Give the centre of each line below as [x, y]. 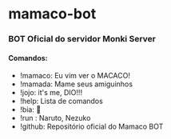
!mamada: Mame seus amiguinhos [76, 84]
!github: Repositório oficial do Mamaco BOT [91, 127]
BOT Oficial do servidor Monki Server [82, 39]
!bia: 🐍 [30, 109]
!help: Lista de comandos [62, 101]
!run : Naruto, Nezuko [55, 118]
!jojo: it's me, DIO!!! [51, 93]
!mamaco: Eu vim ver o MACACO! [75, 76]
